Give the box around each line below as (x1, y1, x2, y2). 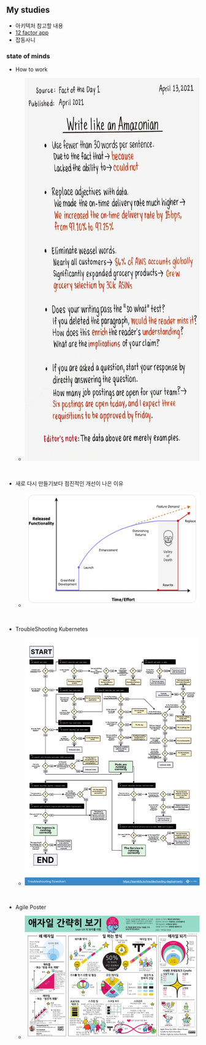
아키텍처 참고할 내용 (15, 21, 63, 29)
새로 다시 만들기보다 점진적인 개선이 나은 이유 (15, 480, 124, 487)
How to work (15, 66, 48, 73)
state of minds (6, 51, 50, 60)
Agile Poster (15, 903, 47, 911)
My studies (6, 5, 50, 15)
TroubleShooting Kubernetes (15, 625, 88, 633)
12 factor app (15, 29, 49, 36)
